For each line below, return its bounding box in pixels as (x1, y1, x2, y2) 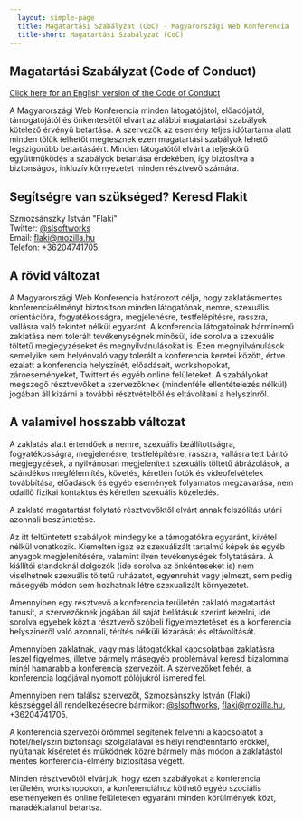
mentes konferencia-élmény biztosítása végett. (9, 755, 185, 766)
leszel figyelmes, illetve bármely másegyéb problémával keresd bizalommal (9, 653, 291, 663)
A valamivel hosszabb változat (9, 415, 185, 430)
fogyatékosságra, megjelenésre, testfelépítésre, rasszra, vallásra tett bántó (9, 448, 288, 459)
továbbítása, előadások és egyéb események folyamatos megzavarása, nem (9, 477, 294, 488)
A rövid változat (9, 268, 101, 283)
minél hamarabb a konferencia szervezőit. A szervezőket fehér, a (9, 663, 251, 673)
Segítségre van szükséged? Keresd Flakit (9, 189, 248, 205)
